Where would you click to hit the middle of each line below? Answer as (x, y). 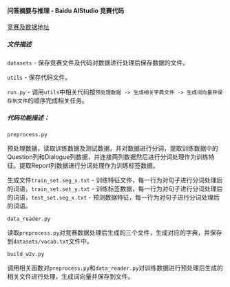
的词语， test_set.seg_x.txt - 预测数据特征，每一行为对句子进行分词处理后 (114, 198)
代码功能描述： (28, 118)
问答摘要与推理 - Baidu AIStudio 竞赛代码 (66, 10)
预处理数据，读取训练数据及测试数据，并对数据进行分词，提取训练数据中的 (113, 149)
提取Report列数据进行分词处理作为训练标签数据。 (89, 166)
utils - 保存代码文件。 (39, 77)
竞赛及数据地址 (28, 27)
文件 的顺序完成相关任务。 (52, 100)
